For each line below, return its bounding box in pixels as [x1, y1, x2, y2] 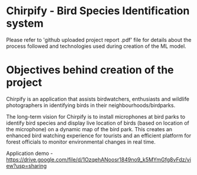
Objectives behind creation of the [6, 63, 175, 77]
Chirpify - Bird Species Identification [6, 4, 190, 18]
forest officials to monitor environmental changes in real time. [6, 138, 156, 145]
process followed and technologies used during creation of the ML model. [6, 43, 186, 50]
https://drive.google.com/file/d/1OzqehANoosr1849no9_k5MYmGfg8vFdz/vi [6, 155, 191, 163]
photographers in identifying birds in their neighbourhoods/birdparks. [6, 102, 176, 109]
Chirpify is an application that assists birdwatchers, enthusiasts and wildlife [6, 95, 189, 102]
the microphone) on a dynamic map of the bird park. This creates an [6, 125, 173, 132]
